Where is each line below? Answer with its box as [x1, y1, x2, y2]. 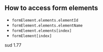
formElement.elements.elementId [11, 18, 78, 23]
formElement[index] [11, 33, 52, 38]
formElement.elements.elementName [11, 23, 83, 28]
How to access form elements [4, 4, 98, 12]
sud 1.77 [4, 42, 22, 48]
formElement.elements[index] [11, 28, 72, 33]
